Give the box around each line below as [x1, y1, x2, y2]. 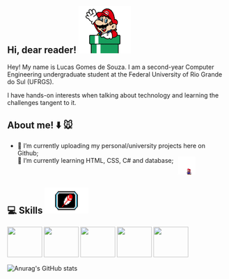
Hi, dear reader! [7, 45, 77, 56]
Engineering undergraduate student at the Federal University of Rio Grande [7, 70, 223, 79]
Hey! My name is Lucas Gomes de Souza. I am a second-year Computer [7, 63, 214, 71]
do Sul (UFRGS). [7, 77, 54, 86]
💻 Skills [7, 205, 43, 216]
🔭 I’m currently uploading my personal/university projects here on [17, 141, 205, 150]
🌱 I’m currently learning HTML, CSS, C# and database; [17, 156, 174, 164]
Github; [17, 149, 39, 157]
